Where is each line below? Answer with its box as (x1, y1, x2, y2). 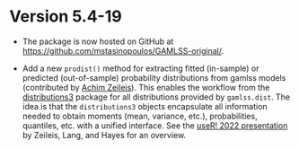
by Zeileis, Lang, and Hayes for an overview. (22, 129, 187, 140)
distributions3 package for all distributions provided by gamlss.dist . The (22, 92, 290, 102)
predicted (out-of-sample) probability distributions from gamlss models (22, 72, 286, 83)
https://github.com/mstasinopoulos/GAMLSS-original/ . (22, 45, 224, 56)
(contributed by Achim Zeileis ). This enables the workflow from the (22, 82, 270, 92)
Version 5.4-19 (9, 6, 123, 27)
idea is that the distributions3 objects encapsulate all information (22, 101, 268, 111)
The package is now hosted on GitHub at (22, 36, 174, 47)
